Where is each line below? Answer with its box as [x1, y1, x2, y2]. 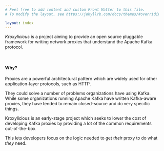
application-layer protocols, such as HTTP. [5, 81, 91, 87]
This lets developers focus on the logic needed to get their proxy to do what [5, 135, 158, 141]
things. [5, 106, 19, 112]
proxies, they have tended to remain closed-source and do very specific [5, 100, 150, 106]
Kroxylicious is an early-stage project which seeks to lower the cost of [5, 115, 146, 121]
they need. [5, 140, 27, 146]
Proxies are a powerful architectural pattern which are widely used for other [5, 75, 158, 81]
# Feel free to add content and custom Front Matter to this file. [5, 7, 145, 12]
